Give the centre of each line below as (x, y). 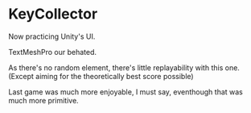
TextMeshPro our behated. (53, 52)
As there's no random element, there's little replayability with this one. (124, 67)
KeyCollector (53, 14)
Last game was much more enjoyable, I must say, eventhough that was (126, 92)
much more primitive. (43, 100)
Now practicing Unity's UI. (52, 36)
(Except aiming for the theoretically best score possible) (101, 76)
